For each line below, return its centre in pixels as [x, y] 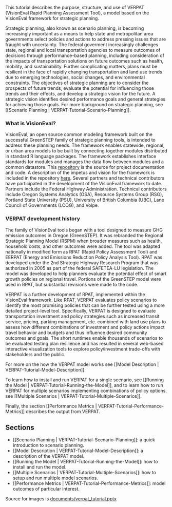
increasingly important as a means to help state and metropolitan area [79, 34]
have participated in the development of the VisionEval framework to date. [84, 184]
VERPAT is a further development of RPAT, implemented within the [75, 294]
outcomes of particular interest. [46, 489]
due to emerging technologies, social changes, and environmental [75, 77]
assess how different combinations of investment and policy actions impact [85, 327]
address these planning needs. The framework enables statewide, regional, [85, 145]
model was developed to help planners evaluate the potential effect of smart [86, 274]
